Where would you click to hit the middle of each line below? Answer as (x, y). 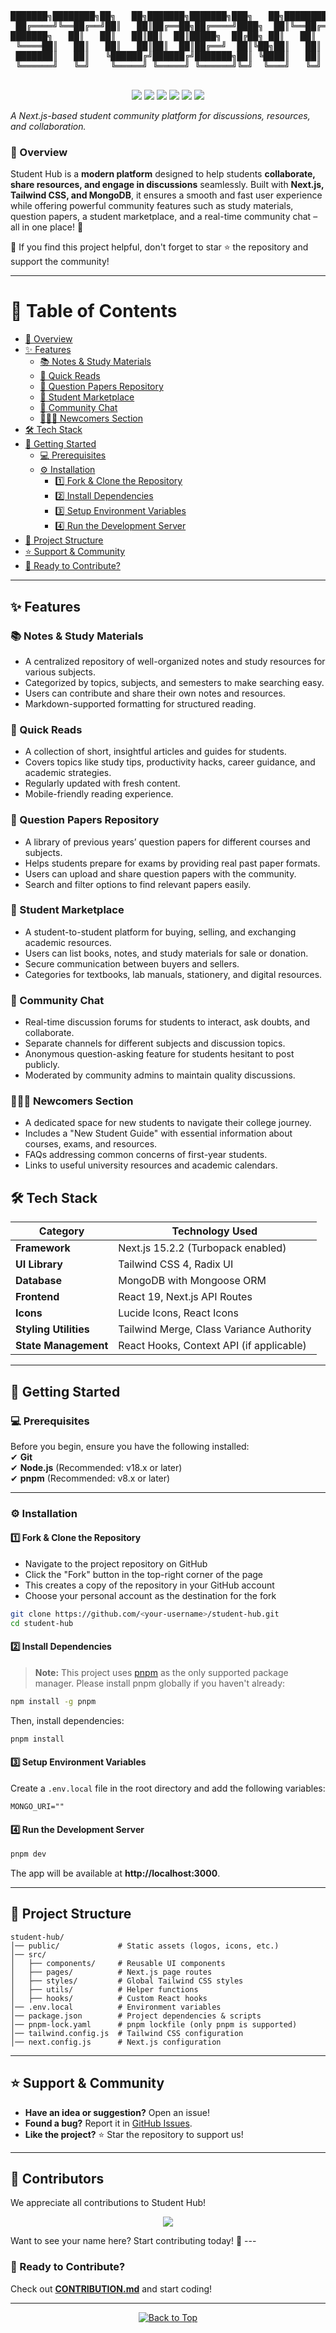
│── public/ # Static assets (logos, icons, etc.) (145, 1946)
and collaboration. (48, 126)
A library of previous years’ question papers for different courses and (167, 842)
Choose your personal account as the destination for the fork (150, 1596)
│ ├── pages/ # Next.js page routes (111, 1972)
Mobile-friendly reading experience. (99, 794)
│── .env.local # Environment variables (116, 2007)
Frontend (37, 1297)
